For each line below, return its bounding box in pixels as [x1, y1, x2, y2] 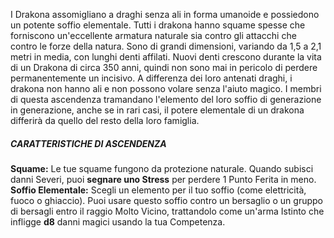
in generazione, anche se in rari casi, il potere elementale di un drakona [10, 104, 305, 116]
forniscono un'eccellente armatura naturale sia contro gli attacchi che [10, 30, 297, 41]
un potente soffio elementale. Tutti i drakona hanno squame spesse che [10, 19, 306, 31]
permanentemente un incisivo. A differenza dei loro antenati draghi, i [10, 72, 293, 84]
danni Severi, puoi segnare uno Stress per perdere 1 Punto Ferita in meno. [10, 173, 317, 185]
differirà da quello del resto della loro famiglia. [10, 115, 200, 126]
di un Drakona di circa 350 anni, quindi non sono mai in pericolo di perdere [10, 62, 318, 73]
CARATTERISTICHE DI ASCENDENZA [10, 137, 167, 149]
